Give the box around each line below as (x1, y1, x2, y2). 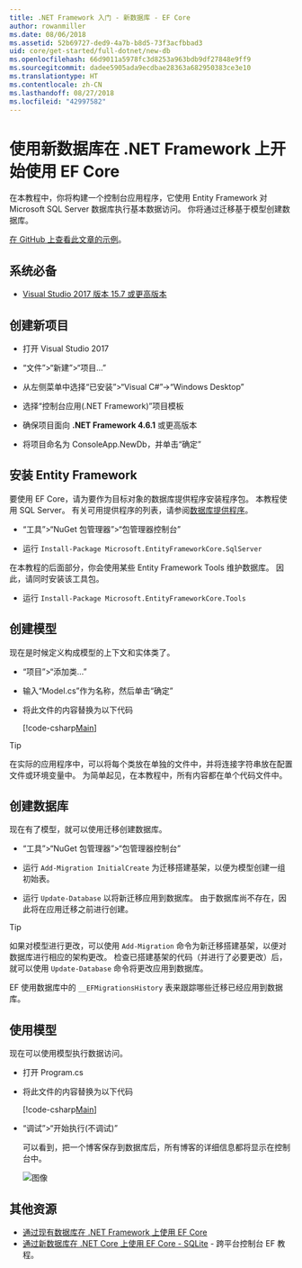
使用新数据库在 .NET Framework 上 (9, 139, 271, 158)
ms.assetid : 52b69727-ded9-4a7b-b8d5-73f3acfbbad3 (9, 38, 203, 48)
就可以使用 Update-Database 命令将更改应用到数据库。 (9, 963, 209, 974)
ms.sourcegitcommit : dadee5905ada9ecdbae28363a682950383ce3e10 (9, 64, 252, 73)
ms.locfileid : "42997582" (9, 96, 106, 106)
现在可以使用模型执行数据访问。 (9, 1048, 128, 1059)
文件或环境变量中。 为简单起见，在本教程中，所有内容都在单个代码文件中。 (9, 769, 288, 780)
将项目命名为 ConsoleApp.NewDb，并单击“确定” (22, 439, 202, 449)
